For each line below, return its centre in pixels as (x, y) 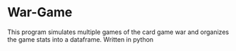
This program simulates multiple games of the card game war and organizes (118, 32)
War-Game (40, 12)
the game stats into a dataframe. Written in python (81, 39)
